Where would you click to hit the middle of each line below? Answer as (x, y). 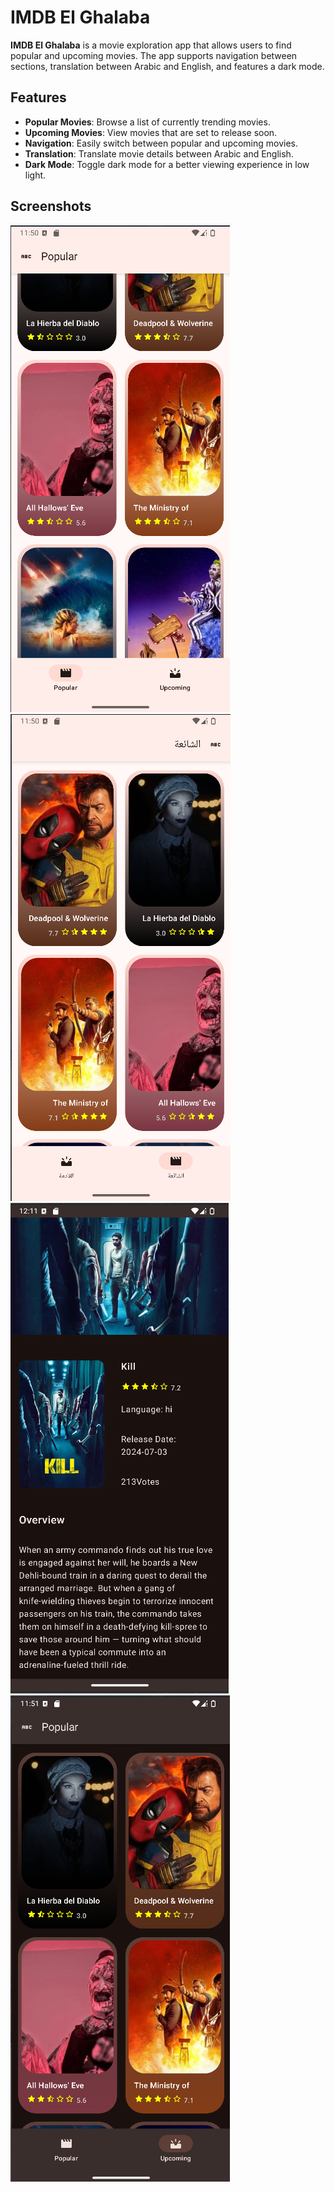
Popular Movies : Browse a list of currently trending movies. (147, 122)
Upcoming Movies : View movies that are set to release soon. (151, 132)
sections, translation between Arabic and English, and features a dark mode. (167, 66)
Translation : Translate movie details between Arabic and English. (159, 153)
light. (35, 175)
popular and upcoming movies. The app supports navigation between (154, 55)
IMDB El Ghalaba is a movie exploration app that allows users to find (151, 45)
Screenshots (51, 206)
